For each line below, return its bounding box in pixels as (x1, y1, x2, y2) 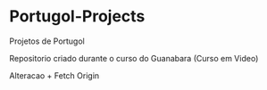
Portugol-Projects (9, 6, 146, 27)
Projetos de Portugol (9, 36, 85, 46)
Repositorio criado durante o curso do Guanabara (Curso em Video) (9, 53, 259, 63)
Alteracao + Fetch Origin (9, 70, 100, 81)
